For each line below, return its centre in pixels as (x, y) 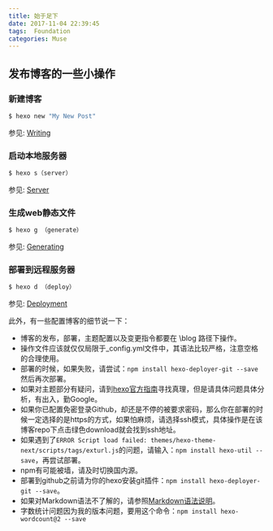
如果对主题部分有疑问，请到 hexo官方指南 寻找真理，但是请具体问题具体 (139, 389)
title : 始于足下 (33, 16)
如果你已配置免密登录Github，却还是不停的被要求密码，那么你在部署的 (138, 409)
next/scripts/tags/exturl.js (69, 451)
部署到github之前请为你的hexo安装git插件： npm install (113, 481)
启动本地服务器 (38, 155)
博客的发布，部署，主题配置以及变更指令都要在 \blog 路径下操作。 (130, 338)
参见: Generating (36, 247)
